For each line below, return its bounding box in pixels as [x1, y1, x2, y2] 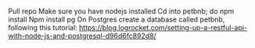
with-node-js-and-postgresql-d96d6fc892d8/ [8, 31, 156, 40]
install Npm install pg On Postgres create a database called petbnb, [8, 15, 225, 24]
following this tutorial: [8, 23, 78, 32]
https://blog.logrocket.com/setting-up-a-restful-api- [79, 23, 248, 32]
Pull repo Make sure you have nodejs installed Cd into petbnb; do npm [8, 7, 235, 15]
